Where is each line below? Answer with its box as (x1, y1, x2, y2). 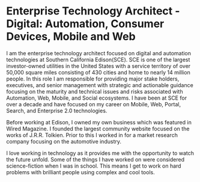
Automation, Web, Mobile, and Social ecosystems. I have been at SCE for (6, 94, 187, 102)
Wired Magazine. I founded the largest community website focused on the (6, 125, 190, 132)
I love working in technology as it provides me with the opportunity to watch (6, 149, 194, 157)
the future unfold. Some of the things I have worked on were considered (6, 156, 185, 163)
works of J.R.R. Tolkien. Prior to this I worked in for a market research (6, 131, 178, 139)
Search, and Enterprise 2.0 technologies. (6, 107, 108, 114)
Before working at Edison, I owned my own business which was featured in (6, 118, 192, 126)
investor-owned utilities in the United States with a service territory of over (6, 62, 191, 70)
